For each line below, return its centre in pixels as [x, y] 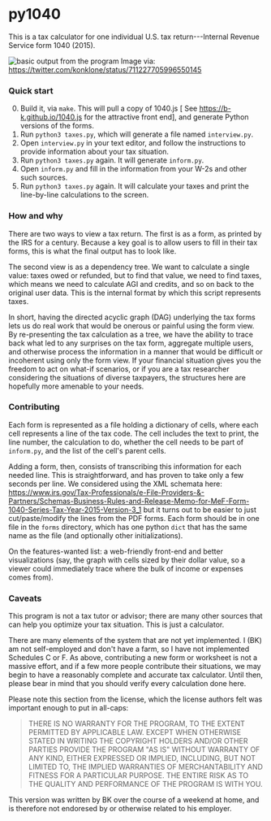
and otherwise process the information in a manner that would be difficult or [135, 351]
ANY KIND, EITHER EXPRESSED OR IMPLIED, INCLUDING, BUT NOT [142, 758]
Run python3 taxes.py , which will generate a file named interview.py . [137, 134]
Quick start [31, 90]
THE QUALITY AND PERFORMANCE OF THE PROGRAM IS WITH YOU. [145, 784]
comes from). [31, 577]
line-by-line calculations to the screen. [84, 195]
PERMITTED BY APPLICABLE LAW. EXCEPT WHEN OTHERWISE [135, 732]
